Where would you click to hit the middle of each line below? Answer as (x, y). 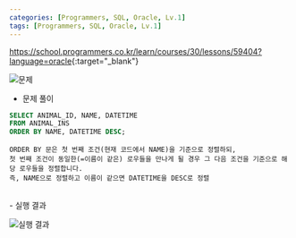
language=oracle (41, 61)
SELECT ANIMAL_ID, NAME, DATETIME (74, 115)
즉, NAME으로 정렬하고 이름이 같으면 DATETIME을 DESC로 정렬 (110, 178)
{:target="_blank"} (105, 61)
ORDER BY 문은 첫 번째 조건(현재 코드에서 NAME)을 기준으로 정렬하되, (123, 150)
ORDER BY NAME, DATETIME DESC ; (68, 132)
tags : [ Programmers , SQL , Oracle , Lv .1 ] (86, 26)
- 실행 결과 (28, 206)
